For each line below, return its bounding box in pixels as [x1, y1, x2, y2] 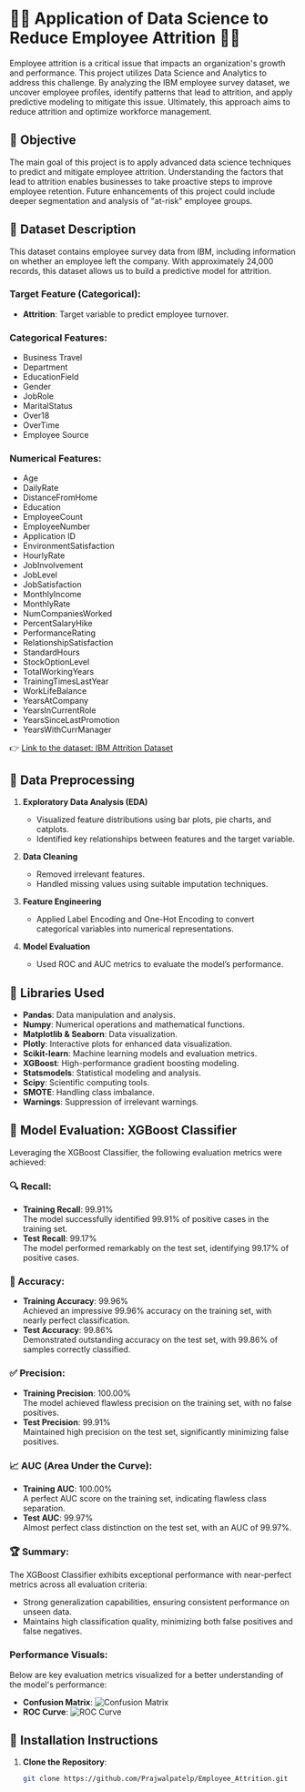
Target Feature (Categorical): [9, 288, 141, 300]
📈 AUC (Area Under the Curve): [9, 1459, 153, 1471]
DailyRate [22, 483, 59, 494]
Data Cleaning [22, 851, 78, 862]
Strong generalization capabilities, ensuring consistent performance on [22, 1597, 290, 1608]
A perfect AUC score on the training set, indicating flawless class [22, 1493, 267, 1504]
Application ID [22, 531, 76, 542]
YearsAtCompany [22, 696, 89, 707]
